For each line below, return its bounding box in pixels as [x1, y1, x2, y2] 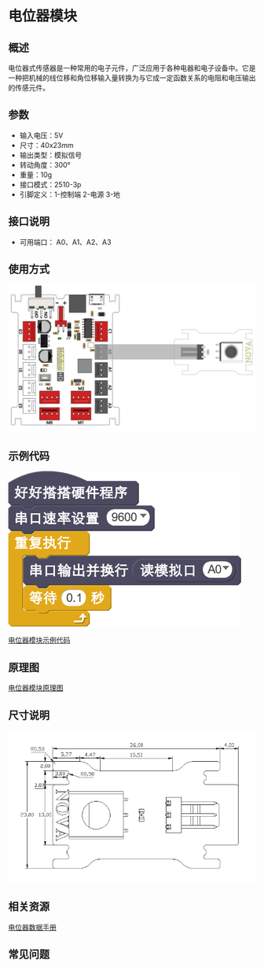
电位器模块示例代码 [8, 635, 71, 645]
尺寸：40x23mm [19, 140, 75, 150]
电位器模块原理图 [8, 683, 64, 693]
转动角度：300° [19, 160, 71, 169]
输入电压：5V [19, 131, 64, 140]
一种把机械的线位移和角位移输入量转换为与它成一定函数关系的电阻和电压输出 [8, 73, 256, 83]
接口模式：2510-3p [19, 179, 82, 189]
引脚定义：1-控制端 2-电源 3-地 [19, 190, 120, 199]
